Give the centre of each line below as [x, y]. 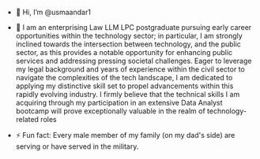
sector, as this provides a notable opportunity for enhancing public [124, 52]
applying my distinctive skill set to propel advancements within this [124, 86]
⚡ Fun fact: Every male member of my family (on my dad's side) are [125, 135]
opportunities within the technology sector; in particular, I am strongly [129, 36]
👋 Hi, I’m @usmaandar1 [53, 12]
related [27, 119]
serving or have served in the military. [77, 146]
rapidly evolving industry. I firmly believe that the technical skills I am [128, 94]
